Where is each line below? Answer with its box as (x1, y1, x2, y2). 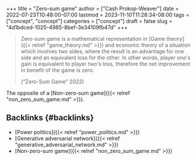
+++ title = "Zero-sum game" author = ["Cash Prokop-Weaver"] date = (6, 5, 179, 12)
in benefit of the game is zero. (20, 67, 94, 73)
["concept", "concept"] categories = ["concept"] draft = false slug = (6, 18, 173, 24)
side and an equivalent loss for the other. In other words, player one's (20, 54, 191, 61)
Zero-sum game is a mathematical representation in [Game (20, 35, 165, 42)
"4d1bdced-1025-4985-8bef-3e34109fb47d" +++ (6, 24, 128, 31)
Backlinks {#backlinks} (6, 113, 94, 123)
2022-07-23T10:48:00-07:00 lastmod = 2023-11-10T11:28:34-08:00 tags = (6, 11, 190, 18)
